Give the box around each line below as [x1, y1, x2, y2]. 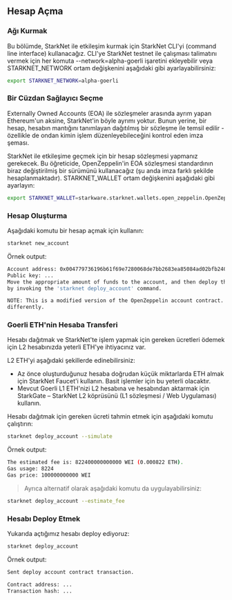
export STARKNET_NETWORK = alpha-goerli [7, 77, 119, 84]
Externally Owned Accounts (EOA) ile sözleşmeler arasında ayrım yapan [7, 109, 212, 117]
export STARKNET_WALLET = [7, 194, 79, 201]
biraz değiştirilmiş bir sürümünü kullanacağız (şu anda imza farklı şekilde [7, 166, 214, 174]
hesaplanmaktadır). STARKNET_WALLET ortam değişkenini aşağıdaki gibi [7, 174, 215, 182]
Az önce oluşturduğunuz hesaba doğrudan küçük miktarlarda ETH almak [17, 370, 224, 378]
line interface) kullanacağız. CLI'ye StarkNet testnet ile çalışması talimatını [7, 49, 217, 57]
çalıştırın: [7, 420, 33, 428]
